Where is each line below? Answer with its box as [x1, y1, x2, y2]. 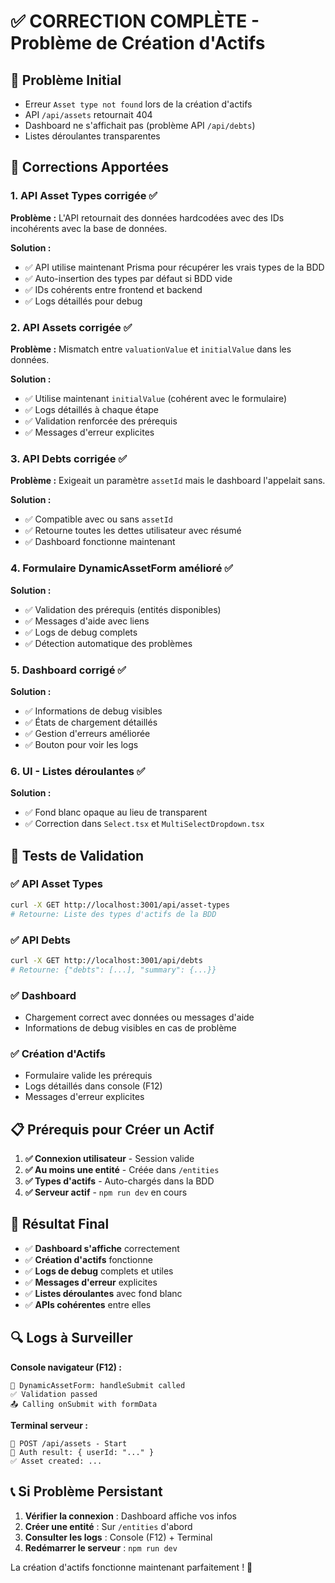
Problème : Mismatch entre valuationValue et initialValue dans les [10, 343, 292, 355]
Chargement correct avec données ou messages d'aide [24, 1011, 255, 1023]
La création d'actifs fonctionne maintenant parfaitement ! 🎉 [10, 1561, 253, 1573]
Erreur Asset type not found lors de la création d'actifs [24, 98, 253, 110]
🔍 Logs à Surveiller [10, 1330, 133, 1347]
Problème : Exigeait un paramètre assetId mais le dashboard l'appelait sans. [10, 475, 326, 487]
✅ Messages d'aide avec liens [24, 615, 150, 627]
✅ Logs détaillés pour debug [24, 295, 143, 307]
